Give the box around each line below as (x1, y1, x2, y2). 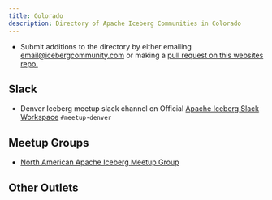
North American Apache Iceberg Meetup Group (19, 157, 180, 167)
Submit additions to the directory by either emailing (19, 41, 192, 51)
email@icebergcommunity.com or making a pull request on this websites (19, 50, 264, 60)
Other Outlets (8, 181, 79, 194)
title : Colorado (8, 11, 63, 20)
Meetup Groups (8, 135, 89, 150)
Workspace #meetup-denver (19, 113, 112, 122)
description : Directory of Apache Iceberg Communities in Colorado (8, 19, 242, 28)
